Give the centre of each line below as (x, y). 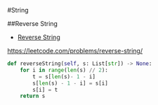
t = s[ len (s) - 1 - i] (64, 76)
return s (33, 96)
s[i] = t (45, 90)
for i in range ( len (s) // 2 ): (64, 70)
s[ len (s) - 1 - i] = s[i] (71, 83)
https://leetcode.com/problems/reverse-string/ (75, 51)
